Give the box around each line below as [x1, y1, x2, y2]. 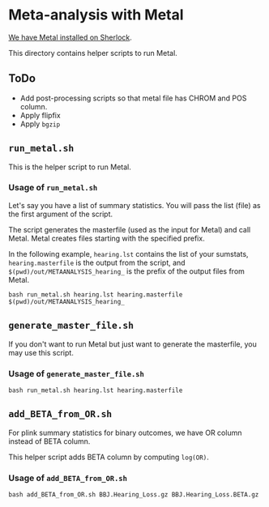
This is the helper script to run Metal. [8, 162, 132, 172]
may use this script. [8, 347, 75, 357]
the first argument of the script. [8, 209, 113, 219]
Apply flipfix [19, 110, 61, 120]
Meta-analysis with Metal [8, 6, 184, 24]
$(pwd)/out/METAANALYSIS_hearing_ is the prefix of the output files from [8, 266, 246, 276]
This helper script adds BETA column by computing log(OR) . [8, 452, 209, 462]
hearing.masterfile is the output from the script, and [8, 258, 186, 267]
